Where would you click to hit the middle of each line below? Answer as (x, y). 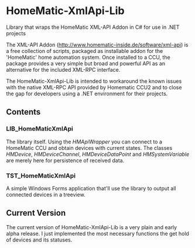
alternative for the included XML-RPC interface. (63, 69)
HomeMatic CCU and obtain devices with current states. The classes (89, 148)
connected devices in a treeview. (46, 195)
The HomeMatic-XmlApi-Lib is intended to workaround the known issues (94, 81)
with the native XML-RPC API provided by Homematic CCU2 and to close (94, 87)
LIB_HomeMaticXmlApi (40, 129)
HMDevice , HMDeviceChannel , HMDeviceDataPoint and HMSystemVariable (98, 154)
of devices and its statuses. (39, 240)
